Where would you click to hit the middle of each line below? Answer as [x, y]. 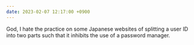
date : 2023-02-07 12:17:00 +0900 [48, 12]
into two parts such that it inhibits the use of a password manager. [88, 35]
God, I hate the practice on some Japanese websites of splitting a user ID [97, 29]
